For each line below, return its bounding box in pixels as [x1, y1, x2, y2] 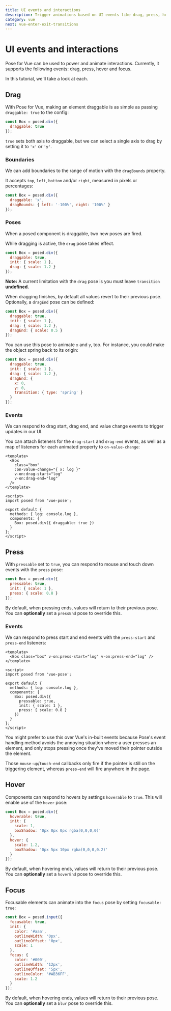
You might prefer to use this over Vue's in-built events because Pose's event [5, 734, 166, 740]
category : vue [5, 17, 36, 22]
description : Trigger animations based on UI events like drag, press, [5, 12, 160, 17]
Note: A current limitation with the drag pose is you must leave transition [5, 278, 160, 285]
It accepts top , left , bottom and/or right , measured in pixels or [5, 177, 137, 183]
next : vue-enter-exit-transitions [5, 21, 79, 27]
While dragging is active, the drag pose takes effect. [5, 240, 115, 246]
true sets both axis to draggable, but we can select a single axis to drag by [5, 138, 162, 144]
